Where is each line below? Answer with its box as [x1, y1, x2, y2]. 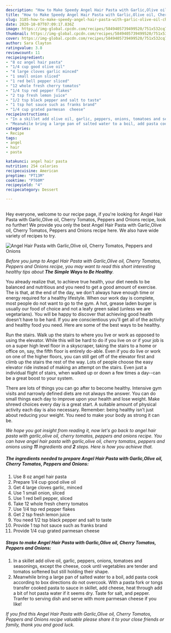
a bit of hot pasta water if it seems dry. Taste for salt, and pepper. [13, 590, 150, 596]
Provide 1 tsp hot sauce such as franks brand [13, 522, 108, 528]
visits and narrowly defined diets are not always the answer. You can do [6, 390, 156, 397]
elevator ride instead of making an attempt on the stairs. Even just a [6, 364, 147, 370]
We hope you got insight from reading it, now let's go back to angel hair [6, 428, 156, 433]
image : [6, 27, 20, 32]
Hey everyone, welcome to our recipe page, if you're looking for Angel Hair [6, 211, 163, 217]
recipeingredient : [6, 55, 45, 60]
